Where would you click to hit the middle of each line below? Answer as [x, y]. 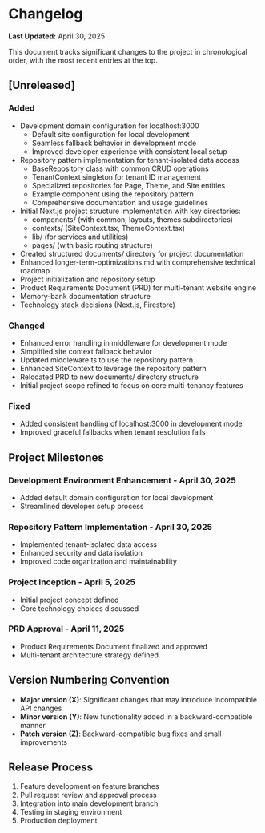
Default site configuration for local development [110, 134]
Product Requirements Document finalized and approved [114, 646]
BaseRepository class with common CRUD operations [120, 168]
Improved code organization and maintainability [98, 561]
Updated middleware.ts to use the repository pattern [106, 360]
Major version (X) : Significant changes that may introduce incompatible [139, 699]
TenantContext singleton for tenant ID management [116, 176]
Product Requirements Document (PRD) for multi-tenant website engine [138, 287]
